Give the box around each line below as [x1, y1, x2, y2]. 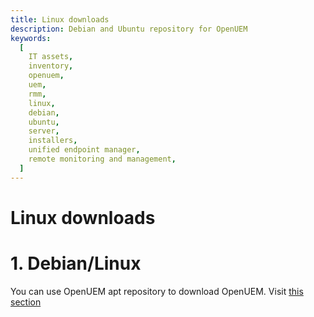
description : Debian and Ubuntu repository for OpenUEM [10, 24, 248, 34]
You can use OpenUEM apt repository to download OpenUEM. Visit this [10, 285, 304, 297]
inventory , [28, 61, 74, 71]
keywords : [10, 33, 52, 43]
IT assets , [28, 52, 74, 62]
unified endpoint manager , [28, 145, 141, 155]
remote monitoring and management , [28, 154, 177, 164]
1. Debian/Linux [10, 252, 142, 275]
